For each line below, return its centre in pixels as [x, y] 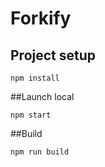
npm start [31, 115]
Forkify [41, 18]
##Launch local [42, 96]
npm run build [40, 152]
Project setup [53, 55]
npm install [35, 78]
